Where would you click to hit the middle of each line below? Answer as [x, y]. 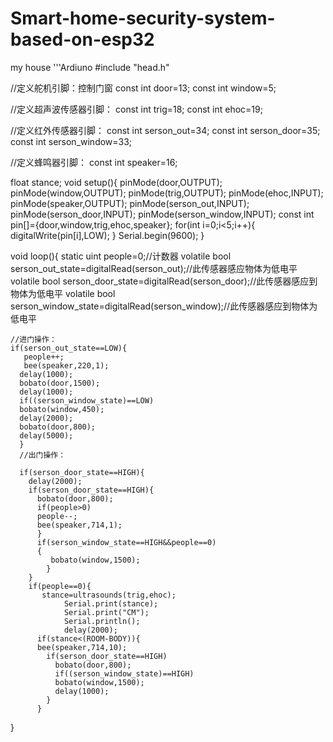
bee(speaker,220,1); [66, 365]
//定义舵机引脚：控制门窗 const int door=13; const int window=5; [143, 88]
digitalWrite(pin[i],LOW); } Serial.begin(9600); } [107, 235]
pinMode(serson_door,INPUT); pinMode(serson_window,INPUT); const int [162, 214]
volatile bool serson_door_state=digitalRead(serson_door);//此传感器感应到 [164, 281]
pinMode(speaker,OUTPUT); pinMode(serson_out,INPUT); [130, 203]
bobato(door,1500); [60, 383]
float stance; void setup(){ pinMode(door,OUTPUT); [116, 182]
